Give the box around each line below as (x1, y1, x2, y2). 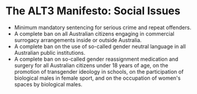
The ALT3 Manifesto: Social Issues (5, 4, 181, 18)
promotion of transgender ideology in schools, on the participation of (14, 68, 184, 75)
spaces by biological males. (14, 80, 83, 87)
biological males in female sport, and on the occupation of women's (14, 74, 181, 82)
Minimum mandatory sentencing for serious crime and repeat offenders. (14, 24, 192, 31)
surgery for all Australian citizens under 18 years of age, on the (14, 61, 168, 69)
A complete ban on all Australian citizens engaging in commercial (14, 30, 175, 37)
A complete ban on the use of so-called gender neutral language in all (14, 43, 186, 50)
